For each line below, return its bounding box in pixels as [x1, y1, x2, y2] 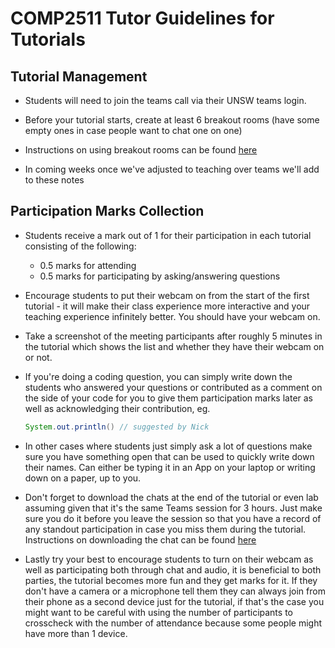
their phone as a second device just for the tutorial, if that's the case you [24, 595, 325, 607]
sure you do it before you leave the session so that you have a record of [24, 512, 322, 524]
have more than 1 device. [24, 627, 128, 639]
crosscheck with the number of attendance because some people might [24, 617, 322, 629]
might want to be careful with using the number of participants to [24, 606, 293, 618]
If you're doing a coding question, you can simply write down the [24, 370, 293, 382]
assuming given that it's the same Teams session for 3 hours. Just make [24, 502, 323, 514]
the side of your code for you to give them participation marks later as [24, 392, 314, 404]
